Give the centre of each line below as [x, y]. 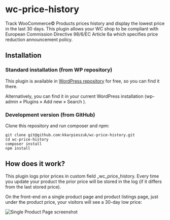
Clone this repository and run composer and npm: [57, 126]
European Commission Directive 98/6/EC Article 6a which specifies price [82, 34]
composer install [24, 144]
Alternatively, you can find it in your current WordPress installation [74, 96]
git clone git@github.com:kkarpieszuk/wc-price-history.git [70, 135]
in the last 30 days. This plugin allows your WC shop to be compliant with [82, 28]
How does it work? [35, 164]
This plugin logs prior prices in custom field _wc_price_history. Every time [82, 176]
